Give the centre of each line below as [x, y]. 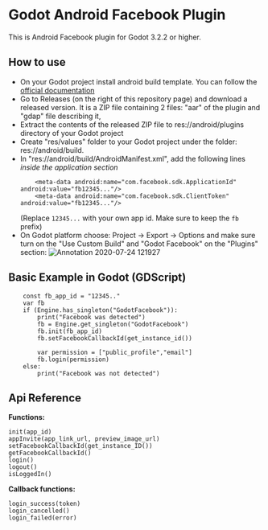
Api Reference [45, 398]
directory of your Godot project [72, 133]
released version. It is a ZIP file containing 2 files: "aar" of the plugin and [140, 107]
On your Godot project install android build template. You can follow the [138, 81]
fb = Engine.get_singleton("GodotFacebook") [113, 324]
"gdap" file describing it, [60, 116]
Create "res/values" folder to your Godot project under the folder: [128, 142]
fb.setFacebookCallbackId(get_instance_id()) [115, 338]
